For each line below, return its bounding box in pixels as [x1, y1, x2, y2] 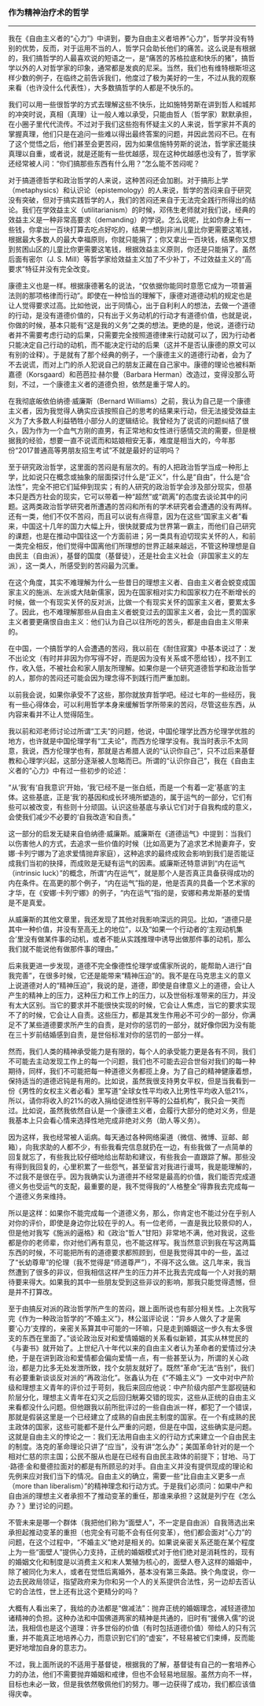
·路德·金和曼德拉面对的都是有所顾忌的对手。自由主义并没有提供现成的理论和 [8, 1462, 254, 1471]
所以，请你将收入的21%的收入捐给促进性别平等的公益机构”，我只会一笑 [8, 1096, 239, 1105]
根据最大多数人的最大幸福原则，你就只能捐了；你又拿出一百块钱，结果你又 [8, 235, 249, 244]
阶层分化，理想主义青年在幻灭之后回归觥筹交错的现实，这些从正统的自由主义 [8, 1393, 256, 1402]
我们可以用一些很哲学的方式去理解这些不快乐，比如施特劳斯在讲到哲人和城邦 [8, 100, 256, 110]
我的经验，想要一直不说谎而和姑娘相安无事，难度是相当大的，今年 [14, 436, 229, 445]
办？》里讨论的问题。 [8, 1501, 77, 1510]
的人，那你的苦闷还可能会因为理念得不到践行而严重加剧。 [8, 673, 194, 683]
